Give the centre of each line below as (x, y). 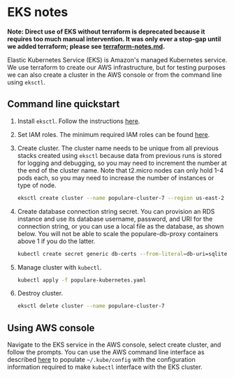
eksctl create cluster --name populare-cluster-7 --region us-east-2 (121, 198)
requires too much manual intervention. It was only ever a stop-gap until (114, 38)
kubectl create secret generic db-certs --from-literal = (102, 254)
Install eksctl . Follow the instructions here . (79, 121)
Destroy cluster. (40, 293)
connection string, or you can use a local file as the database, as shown (120, 226)
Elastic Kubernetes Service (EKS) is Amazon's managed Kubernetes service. (117, 59)
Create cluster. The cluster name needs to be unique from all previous (118, 148)
